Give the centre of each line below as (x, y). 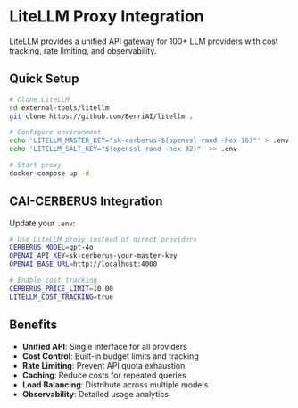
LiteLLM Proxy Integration (107, 17)
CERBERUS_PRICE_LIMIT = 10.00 (62, 288)
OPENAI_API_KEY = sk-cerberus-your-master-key (93, 256)
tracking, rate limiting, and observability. (83, 50)
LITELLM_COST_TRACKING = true (62, 297)
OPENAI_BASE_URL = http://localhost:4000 (83, 264)
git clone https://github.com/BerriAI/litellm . (101, 116)
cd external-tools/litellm (59, 108)
